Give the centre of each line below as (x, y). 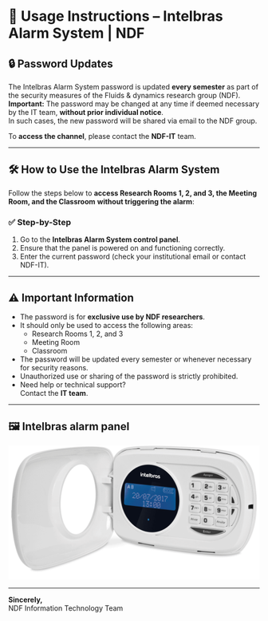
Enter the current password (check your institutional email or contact (133, 257)
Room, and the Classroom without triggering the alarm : (101, 201)
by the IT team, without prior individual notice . (86, 112)
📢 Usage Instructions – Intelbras (116, 16)
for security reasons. (54, 367)
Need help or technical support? (73, 384)
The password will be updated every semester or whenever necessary (136, 359)
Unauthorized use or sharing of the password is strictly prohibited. (129, 376)
